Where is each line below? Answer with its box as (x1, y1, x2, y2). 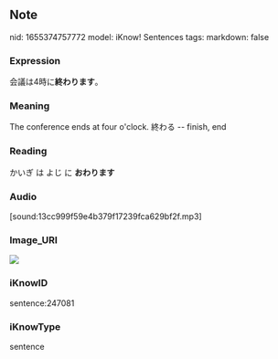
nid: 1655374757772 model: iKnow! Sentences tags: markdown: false (9, 31, 270, 42)
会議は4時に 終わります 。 (9, 77, 103, 88)
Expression (9, 54, 61, 67)
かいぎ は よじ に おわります (9, 166, 115, 177)
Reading (9, 145, 48, 158)
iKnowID (9, 277, 48, 290)
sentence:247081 (9, 297, 75, 309)
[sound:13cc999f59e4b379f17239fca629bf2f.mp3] (9, 211, 203, 222)
